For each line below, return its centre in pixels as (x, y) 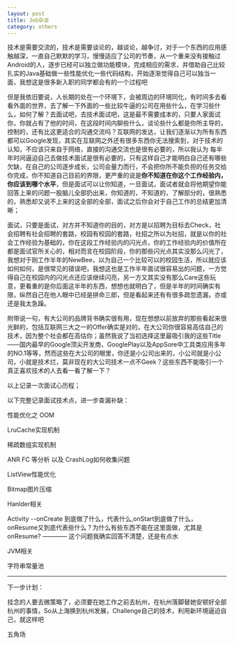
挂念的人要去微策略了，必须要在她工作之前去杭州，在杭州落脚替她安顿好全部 (117, 602)
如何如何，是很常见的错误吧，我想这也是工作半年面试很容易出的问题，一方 (114, 268)
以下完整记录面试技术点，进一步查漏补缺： (68, 400)
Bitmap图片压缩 (30, 490)
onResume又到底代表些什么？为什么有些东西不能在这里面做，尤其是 (105, 528)
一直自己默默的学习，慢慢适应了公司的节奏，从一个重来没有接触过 (126, 56)
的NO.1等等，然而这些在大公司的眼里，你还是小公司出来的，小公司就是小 (111, 354)
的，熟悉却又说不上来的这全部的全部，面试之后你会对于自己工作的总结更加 (114, 202)
